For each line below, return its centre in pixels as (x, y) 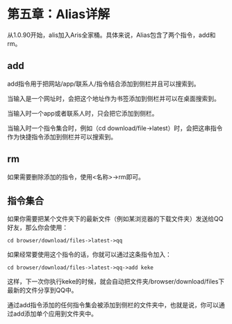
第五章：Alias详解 (59, 14)
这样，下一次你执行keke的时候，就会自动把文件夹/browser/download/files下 (116, 281)
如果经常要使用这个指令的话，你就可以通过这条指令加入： (89, 254)
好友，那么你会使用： (38, 228)
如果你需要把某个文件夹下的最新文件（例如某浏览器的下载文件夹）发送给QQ (115, 219)
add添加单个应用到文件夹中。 (55, 314)
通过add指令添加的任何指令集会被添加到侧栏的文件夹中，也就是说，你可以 (113, 305)
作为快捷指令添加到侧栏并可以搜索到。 (62, 137)
